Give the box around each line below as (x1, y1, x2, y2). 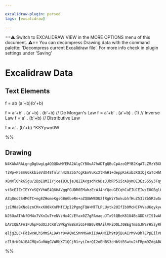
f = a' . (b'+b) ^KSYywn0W (5, 124, 60, 130)
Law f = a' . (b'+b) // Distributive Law (5, 115, 80, 121)
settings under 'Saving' (5, 50, 52, 56)
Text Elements (5, 87, 50, 96)
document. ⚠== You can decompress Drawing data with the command (5, 39, 150, 45)
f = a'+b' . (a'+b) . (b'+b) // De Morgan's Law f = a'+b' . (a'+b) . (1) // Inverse (5, 109, 160, 115)
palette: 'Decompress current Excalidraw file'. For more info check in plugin (5, 45, 159, 51)
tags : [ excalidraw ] (5, 16, 45, 21)
